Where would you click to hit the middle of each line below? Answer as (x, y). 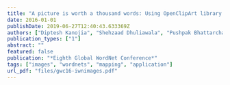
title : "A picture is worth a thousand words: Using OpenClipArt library (115, 13)
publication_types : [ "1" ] (44, 39)
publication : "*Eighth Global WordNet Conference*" (82, 58)
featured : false (30, 52)
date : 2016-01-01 (32, 20)
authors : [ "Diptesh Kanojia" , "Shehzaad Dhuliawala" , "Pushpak (99, 33)
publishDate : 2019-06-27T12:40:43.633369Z (68, 26)
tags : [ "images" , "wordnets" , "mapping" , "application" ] (90, 64)
